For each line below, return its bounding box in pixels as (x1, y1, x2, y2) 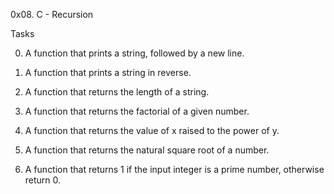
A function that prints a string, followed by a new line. (24, 47, 245, 59)
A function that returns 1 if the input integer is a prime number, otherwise (24, 164, 325, 175)
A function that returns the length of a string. (24, 86, 210, 98)
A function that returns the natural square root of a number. (24, 144, 270, 156)
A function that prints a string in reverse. (24, 67, 192, 78)
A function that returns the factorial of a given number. (24, 105, 250, 117)
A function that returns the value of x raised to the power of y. (24, 125, 280, 136)
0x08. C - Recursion (10, 9, 94, 20)
